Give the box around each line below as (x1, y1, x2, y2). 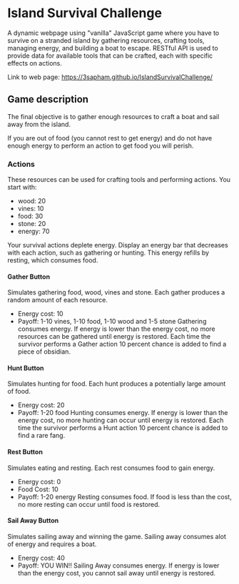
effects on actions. (7, 58, 63, 67)
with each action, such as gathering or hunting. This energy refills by (7, 248, 209, 257)
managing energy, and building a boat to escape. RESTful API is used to (7, 43, 219, 52)
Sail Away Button (7, 516, 59, 525)
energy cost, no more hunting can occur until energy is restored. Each (17, 416, 224, 425)
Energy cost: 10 (17, 309, 63, 318)
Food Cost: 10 (17, 485, 59, 493)
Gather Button (7, 272, 51, 281)
